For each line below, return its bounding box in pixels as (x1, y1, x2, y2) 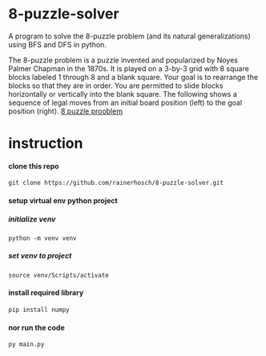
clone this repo (8, 161, 59, 170)
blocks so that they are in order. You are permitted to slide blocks (8, 81, 224, 90)
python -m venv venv (8, 234, 78, 242)
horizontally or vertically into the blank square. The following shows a (8, 89, 238, 98)
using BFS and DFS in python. (8, 39, 107, 49)
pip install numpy (8, 306, 70, 314)
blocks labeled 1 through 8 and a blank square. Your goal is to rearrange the (8, 72, 259, 82)
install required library (8, 288, 84, 298)
